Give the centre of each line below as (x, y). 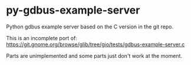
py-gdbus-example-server (73, 10)
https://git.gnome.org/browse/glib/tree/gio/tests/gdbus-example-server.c (95, 44)
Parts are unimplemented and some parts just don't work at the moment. (94, 56)
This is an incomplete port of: (42, 38)
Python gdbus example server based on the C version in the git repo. (90, 27)
